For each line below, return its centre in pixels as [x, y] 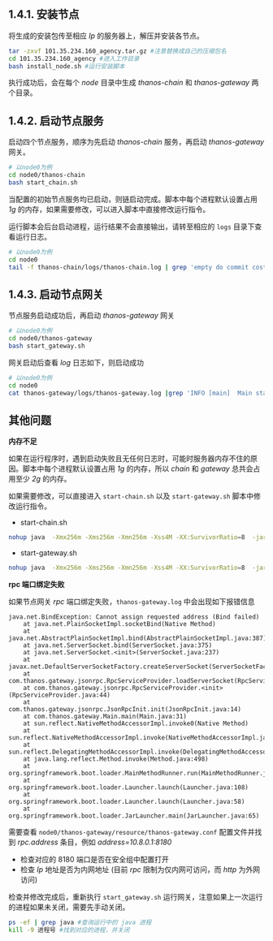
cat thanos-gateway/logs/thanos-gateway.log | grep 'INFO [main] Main [130, 393]
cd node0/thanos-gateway [50, 339]
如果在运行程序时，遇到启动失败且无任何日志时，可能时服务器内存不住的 [129, 459]
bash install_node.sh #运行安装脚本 [67, 66]
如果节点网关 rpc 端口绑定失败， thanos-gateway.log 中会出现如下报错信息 [132, 602]
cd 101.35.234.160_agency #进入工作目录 [74, 58]
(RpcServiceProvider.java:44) [60, 695]
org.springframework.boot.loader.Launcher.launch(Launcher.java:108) [129, 788]
